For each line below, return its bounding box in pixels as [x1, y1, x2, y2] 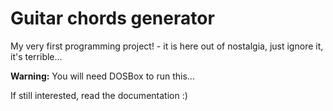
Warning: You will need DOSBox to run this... [10, 70, 195, 82]
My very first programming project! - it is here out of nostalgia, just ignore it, [10, 40, 324, 52]
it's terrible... [10, 50, 63, 62]
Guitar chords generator [10, 7, 215, 30]
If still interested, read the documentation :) [10, 89, 188, 101]
